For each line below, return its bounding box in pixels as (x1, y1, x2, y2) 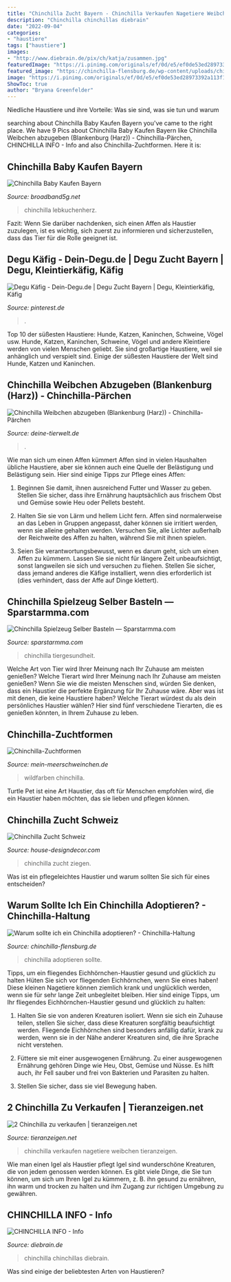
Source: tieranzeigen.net (7, 1133, 77, 1142)
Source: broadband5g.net (7, 192, 80, 200)
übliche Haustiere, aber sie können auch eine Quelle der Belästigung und (7, 462, 214, 471)
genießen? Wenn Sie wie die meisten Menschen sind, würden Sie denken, (7, 679, 217, 688)
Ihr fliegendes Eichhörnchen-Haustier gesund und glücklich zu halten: (7, 998, 206, 1006)
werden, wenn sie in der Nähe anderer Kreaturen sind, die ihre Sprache (16, 1033, 219, 1041)
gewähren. (7, 1189, 38, 1197)
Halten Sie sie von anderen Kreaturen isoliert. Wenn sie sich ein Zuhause (16, 1011, 223, 1019)
